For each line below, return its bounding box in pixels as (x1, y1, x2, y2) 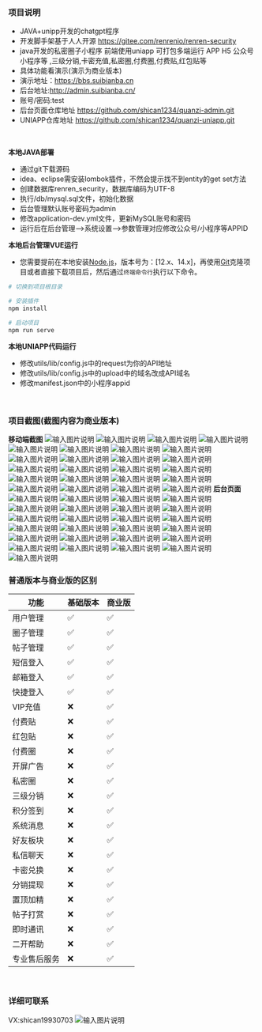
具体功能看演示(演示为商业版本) (19, 66, 122, 76)
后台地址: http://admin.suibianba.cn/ (19, 85, 136, 96)
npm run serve (8, 326, 55, 334)
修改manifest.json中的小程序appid (19, 378, 130, 387)
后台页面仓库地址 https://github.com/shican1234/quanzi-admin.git (19, 105, 234, 115)
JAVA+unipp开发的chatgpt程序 (19, 26, 120, 36)
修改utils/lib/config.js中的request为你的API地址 (19, 358, 172, 368)
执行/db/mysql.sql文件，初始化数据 (19, 194, 134, 203)
